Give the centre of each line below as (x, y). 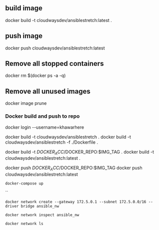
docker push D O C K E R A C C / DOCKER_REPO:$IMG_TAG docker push (74, 168)
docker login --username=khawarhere (44, 127)
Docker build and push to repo (42, 116)
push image (24, 36)
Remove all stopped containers (54, 64)
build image (24, 8)
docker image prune (26, 103)
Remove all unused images (48, 91)
